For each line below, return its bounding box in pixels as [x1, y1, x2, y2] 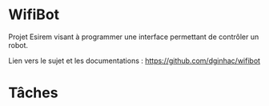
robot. [8, 40, 29, 49]
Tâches [8, 84, 58, 102]
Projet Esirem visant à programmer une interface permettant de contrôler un [8, 32, 259, 41]
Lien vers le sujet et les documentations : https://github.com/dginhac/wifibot [8, 56, 261, 65]
